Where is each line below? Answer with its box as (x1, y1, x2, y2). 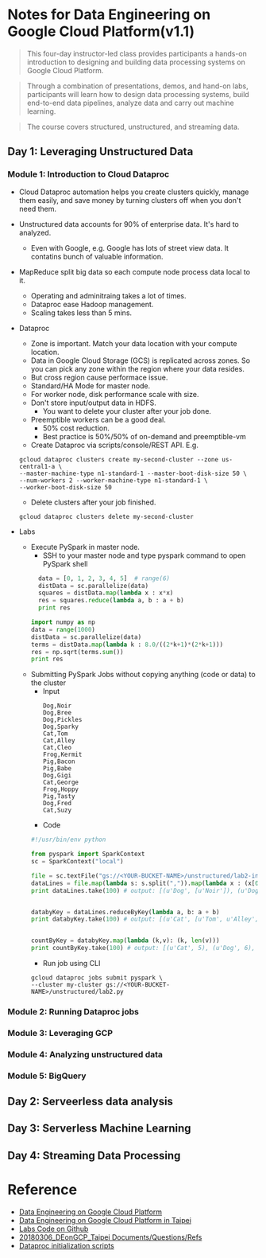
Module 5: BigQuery (7, 1070, 87, 1081)
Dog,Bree (42, 709, 72, 717)
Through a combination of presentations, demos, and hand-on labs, (26, 81, 249, 91)
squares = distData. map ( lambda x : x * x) (37, 589, 174, 598)
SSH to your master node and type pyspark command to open (42, 551, 246, 560)
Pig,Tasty (42, 793, 75, 800)
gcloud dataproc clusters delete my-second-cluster (18, 512, 194, 520)
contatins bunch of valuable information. (30, 251, 164, 261)
